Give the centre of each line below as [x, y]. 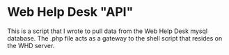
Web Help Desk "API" [70, 12]
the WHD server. [31, 45]
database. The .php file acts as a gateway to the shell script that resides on [115, 38]
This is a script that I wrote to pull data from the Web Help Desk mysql [107, 31]
